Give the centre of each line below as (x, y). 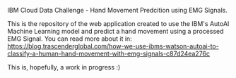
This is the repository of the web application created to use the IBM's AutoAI (118, 24)
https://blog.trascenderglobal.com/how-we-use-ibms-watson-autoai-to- (113, 46)
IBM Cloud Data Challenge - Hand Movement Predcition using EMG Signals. (118, 10)
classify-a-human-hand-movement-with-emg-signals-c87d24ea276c (109, 53)
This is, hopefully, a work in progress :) (64, 67)
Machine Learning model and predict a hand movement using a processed (116, 31)
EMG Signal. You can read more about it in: (70, 39)
